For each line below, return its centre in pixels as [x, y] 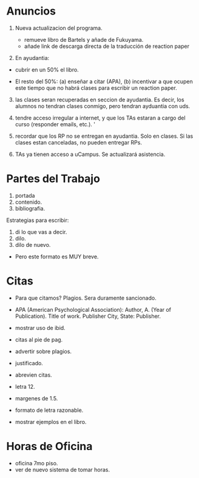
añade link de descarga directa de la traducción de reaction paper [107, 46]
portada [25, 195]
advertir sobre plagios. [43, 351]
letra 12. [25, 386]
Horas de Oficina [49, 446]
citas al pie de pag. [39, 339]
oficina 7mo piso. [36, 463]
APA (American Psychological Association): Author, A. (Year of [93, 309]
